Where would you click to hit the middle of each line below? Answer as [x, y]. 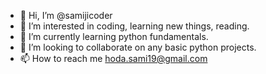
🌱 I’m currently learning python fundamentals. [114, 36]
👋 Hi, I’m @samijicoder [66, 15]
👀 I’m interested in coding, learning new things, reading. [134, 26]
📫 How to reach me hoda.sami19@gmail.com [113, 58]
